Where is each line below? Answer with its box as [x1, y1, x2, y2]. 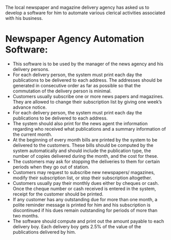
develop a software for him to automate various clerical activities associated [5, 10, 165, 16]
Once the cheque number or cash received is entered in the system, [12, 185, 156, 191]
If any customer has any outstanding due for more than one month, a [12, 196, 158, 202]
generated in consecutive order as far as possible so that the [12, 82, 141, 88]
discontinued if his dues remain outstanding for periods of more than [12, 207, 158, 213]
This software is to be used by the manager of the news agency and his [12, 61, 163, 67]
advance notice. [12, 104, 47, 110]
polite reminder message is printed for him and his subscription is [12, 202, 151, 208]
